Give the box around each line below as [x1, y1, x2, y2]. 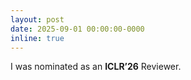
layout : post [10, 14, 65, 25]
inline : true [10, 33, 65, 43]
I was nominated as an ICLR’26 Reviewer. [10, 61, 182, 73]
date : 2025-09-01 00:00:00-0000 [10, 24, 145, 34]
